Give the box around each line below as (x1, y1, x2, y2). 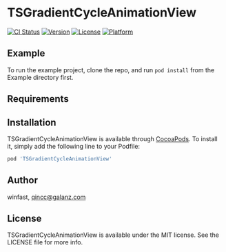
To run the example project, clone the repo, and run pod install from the (7, 65, 215, 74)
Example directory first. (7, 73, 74, 81)
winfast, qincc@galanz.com (7, 193, 86, 201)
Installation (7, 116, 56, 128)
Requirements (7, 93, 69, 105)
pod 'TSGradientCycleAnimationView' (7, 155, 112, 162)
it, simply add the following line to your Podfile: (7, 142, 140, 150)
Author (7, 174, 38, 187)
